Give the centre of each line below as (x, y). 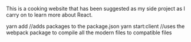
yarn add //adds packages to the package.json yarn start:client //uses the (95, 26)
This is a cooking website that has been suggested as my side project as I (96, 9)
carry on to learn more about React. (50, 15)
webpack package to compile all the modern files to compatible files (89, 33)
